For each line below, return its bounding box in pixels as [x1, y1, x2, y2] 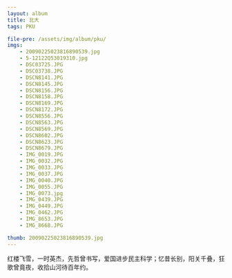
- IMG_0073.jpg [19, 189, 64, 197]
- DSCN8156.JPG [19, 87, 64, 94]
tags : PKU [7, 23, 36, 30]
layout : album [7, 10, 48, 17]
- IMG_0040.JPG [19, 177, 64, 184]
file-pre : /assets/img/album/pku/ [7, 35, 107, 42]
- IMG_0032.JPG [19, 158, 64, 165]
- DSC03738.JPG [19, 67, 64, 75]
